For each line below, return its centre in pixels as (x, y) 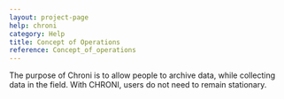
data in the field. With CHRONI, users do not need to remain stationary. (138, 85)
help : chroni (33, 26)
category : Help (37, 34)
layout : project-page (49, 17)
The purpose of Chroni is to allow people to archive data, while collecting (142, 75)
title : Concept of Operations (65, 42)
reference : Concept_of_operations (73, 50)
